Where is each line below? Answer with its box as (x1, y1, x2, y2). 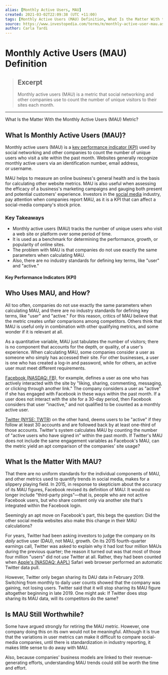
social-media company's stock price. (5, 201, 81, 208)
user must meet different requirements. (5, 365, 86, 371)
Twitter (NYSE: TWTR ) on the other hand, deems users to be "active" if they (5, 416, 161, 422)
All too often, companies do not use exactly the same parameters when (5, 302, 152, 308)
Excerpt (17, 78, 42, 87)
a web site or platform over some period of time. (12, 231, 112, 237)
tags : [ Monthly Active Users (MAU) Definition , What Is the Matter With (5, 17, 160, 22)
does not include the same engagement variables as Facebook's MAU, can (5, 438, 159, 444)
